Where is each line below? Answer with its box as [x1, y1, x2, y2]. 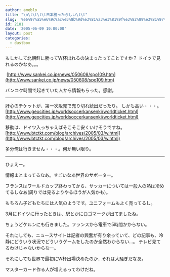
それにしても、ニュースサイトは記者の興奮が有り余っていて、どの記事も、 [5, 232, 159, 238]
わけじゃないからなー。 [9, 245, 59, 251]
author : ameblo [5, 7, 37, 13]
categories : [5, 36, 30, 41]
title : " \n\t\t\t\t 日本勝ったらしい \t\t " [5, 12, 88, 17]
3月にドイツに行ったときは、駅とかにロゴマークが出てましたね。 [5, 211, 141, 217]
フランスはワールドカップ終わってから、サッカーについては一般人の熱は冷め [5, 183, 164, 189]
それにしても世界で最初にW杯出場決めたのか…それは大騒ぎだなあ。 [5, 255, 146, 261]
